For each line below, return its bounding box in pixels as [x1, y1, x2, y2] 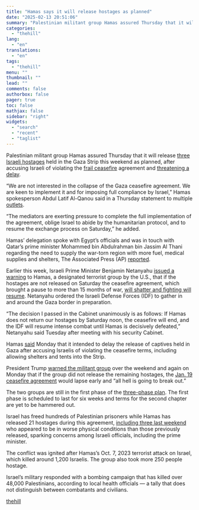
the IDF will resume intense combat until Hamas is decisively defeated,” [6, 323, 181, 330]
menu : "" [6, 69, 28, 75]
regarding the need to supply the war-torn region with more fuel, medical [6, 249, 185, 256]
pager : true [6, 97, 36, 103]
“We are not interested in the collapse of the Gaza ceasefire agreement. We [6, 182, 191, 189]
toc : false [6, 102, 33, 109]
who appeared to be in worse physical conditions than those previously [6, 425, 181, 432]
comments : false [6, 86, 46, 92]
